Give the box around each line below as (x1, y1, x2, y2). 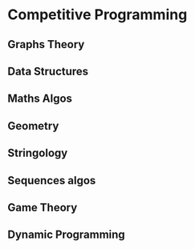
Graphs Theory (7, 38, 85, 51)
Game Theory (7, 200, 78, 214)
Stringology (7, 147, 68, 160)
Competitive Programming (7, 6, 188, 24)
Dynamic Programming (7, 228, 125, 242)
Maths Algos (7, 92, 73, 106)
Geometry (7, 118, 59, 133)
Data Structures (7, 64, 89, 78)
